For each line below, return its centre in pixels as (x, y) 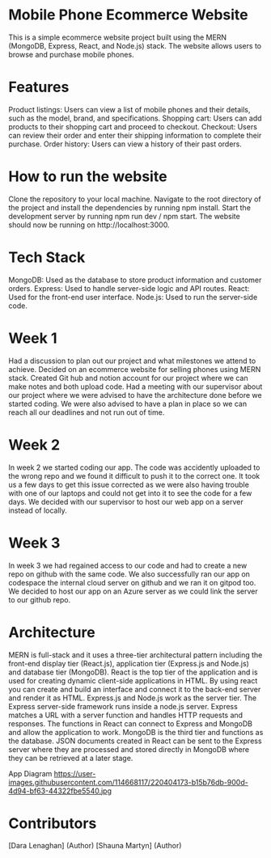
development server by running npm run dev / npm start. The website (124, 216)
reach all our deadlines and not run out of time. (87, 412)
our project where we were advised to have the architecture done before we (135, 395)
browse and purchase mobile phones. (72, 54)
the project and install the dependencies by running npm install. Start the (129, 207)
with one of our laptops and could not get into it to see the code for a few (130, 493)
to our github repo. (40, 599)
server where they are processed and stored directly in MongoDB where (129, 749)
